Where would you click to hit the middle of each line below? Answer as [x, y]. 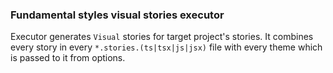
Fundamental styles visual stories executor [117, 15]
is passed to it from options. [68, 58]
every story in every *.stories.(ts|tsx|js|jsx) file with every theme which [166, 47]
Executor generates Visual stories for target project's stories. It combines [162, 37]
